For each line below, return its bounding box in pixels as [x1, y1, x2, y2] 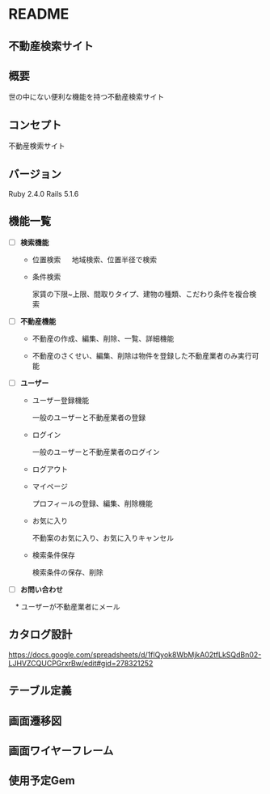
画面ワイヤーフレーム [8, 744, 114, 758]
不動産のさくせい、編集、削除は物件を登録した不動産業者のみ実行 [32, 350, 252, 360]
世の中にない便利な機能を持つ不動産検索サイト [8, 92, 164, 102]
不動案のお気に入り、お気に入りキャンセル [32, 533, 175, 543]
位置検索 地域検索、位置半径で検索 [32, 254, 158, 264]
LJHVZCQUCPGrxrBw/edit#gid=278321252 [8, 658, 154, 668]
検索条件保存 [32, 550, 75, 560]
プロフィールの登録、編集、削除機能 [32, 499, 154, 508]
